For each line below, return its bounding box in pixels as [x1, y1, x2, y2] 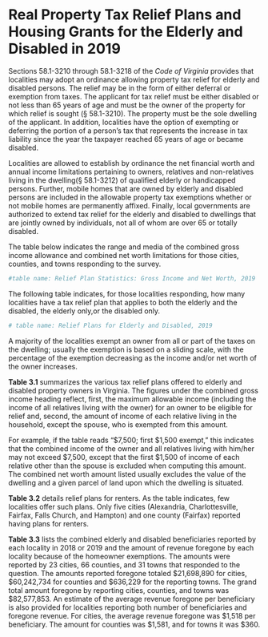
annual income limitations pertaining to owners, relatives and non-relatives [8, 167, 254, 176]
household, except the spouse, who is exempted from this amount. [8, 419, 228, 429]
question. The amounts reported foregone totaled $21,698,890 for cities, [8, 568, 247, 578]
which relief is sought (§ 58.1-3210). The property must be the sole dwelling [8, 108, 258, 118]
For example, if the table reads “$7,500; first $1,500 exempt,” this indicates [8, 435, 254, 445]
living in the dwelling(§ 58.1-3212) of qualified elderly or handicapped [8, 175, 236, 185]
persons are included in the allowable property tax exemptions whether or [8, 192, 252, 202]
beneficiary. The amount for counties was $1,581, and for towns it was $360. [8, 619, 261, 629]
